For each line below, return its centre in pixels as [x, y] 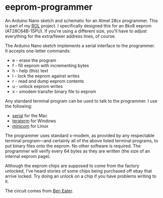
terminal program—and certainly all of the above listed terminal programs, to [81, 140]
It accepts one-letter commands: [38, 51]
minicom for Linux [30, 126]
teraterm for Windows [34, 121]
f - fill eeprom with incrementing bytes [50, 66]
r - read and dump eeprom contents [48, 81]
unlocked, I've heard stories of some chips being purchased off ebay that [79, 171]
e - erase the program [34, 60]
